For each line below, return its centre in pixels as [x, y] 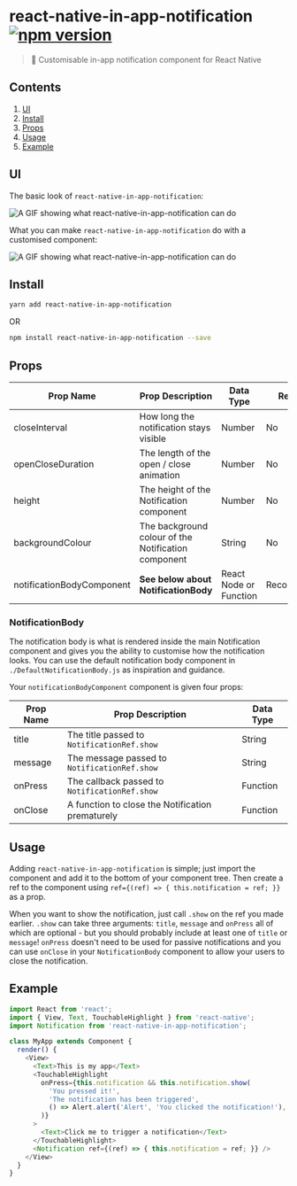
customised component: [53, 239]
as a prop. [27, 897]
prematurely [92, 816]
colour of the [166, 537]
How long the [167, 416]
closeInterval [41, 427]
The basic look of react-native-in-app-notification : [107, 196]
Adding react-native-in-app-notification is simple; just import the [133, 869]
